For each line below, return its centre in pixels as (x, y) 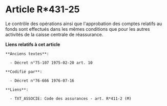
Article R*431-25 (43, 9)
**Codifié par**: (24, 72)
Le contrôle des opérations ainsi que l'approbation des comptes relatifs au (84, 24)
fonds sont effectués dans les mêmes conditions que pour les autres (78, 29)
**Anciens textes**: (27, 54)
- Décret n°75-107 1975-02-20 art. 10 (51, 62)
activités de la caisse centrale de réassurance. (54, 34)
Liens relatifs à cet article (33, 44)
